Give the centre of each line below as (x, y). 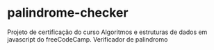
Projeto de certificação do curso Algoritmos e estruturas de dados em (107, 32)
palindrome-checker (68, 13)
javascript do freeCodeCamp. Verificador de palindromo (88, 39)
